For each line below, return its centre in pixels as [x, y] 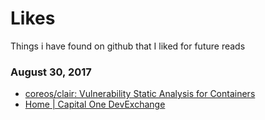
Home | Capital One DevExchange [95, 104]
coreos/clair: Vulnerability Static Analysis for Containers [140, 94]
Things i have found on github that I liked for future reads [128, 46]
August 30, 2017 [51, 72]
